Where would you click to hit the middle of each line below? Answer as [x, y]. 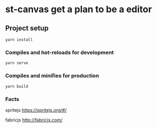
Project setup [27, 28]
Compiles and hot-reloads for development [60, 52]
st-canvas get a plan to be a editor [79, 9]
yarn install [19, 40]
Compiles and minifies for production [52, 76]
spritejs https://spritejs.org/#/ [36, 110]
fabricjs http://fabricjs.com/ [34, 120]
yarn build [17, 86]
